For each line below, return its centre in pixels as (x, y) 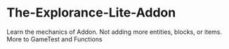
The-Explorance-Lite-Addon (91, 13)
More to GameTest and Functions (54, 39)
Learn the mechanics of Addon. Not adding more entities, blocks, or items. (115, 32)
